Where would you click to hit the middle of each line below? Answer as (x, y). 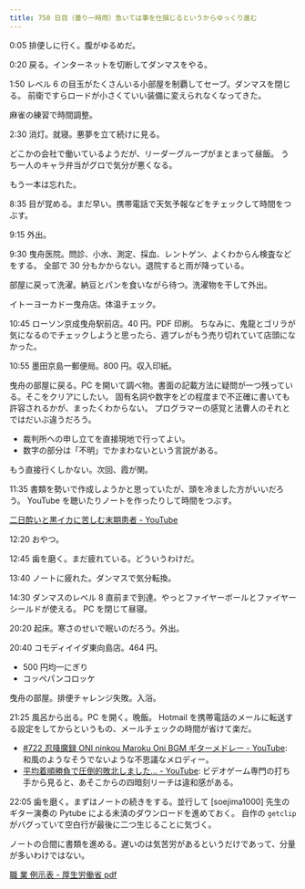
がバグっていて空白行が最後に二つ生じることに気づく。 (113, 824)
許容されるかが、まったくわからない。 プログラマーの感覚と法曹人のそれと (150, 408)
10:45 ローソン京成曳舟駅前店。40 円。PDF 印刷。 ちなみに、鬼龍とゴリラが (152, 323)
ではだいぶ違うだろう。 (53, 419)
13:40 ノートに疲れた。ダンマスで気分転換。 (93, 578)
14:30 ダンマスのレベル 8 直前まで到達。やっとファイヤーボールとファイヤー (153, 597)
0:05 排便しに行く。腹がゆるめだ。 (75, 45)
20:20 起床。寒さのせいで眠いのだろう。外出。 (97, 628)
